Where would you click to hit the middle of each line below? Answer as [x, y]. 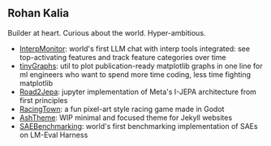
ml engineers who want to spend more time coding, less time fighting [135, 74]
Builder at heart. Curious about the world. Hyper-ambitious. [107, 32]
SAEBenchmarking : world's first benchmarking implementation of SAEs [138, 126]
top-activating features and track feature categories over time [123, 57]
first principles [43, 100]
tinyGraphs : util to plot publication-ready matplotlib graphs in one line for [141, 66]
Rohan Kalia [39, 13]
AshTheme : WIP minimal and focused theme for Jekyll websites [126, 118]
